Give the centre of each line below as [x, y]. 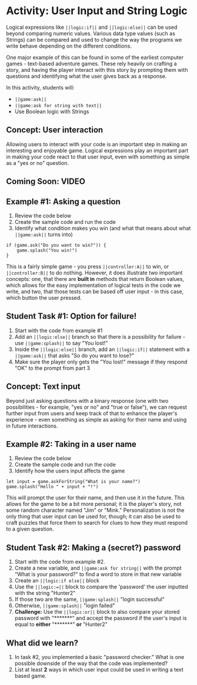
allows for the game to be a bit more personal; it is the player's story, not [94, 504]
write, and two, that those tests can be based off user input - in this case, [95, 291]
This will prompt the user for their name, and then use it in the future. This [96, 498]
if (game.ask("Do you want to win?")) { [56, 245]
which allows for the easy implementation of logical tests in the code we [94, 285]
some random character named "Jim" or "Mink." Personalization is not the [95, 510]
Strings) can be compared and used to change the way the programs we [94, 39]
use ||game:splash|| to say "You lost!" [61, 343]
